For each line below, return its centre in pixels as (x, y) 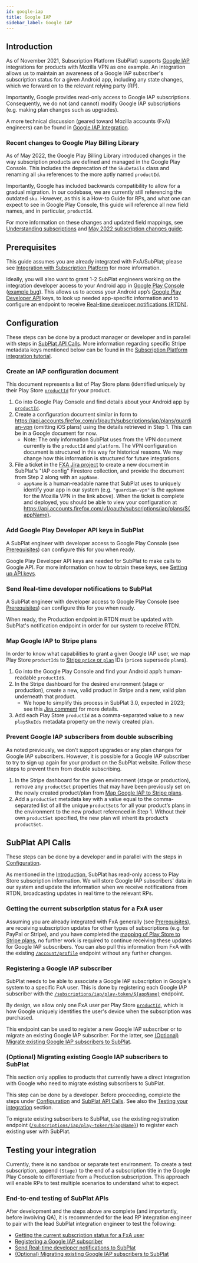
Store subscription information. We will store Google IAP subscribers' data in (99, 881)
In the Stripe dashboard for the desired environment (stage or (89, 684)
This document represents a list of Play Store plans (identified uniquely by (96, 384)
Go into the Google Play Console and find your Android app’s (88, 672)
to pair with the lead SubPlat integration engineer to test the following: (91, 1224)
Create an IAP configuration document (62, 372)
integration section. (29, 1108)
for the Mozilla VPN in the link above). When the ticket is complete (104, 496)
